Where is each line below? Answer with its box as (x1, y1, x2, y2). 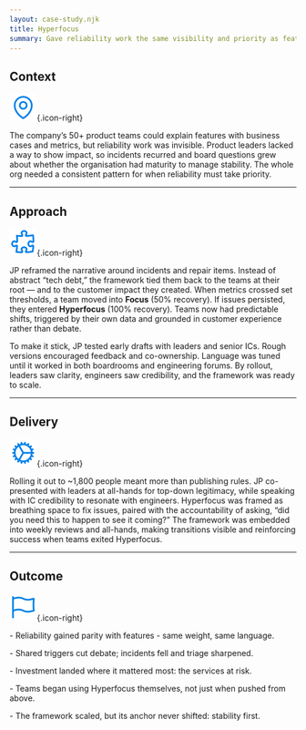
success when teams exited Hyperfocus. (9, 533, 163, 544)
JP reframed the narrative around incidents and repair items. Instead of (9, 265, 276, 275)
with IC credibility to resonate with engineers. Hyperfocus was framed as (9, 495, 284, 506)
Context (9, 68, 56, 84)
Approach (9, 203, 67, 219)
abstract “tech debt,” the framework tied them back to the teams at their (9, 274, 280, 285)
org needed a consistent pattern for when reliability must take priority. (9, 169, 272, 180)
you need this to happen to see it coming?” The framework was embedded (9, 514, 291, 525)
